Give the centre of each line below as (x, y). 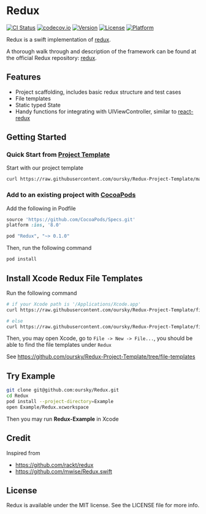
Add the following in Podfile (41, 208)
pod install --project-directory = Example (60, 401)
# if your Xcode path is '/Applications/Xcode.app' (74, 304)
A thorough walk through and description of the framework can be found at (101, 51)
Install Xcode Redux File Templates (74, 278)
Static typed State (38, 105)
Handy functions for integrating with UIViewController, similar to (96, 111)
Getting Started (36, 138)
